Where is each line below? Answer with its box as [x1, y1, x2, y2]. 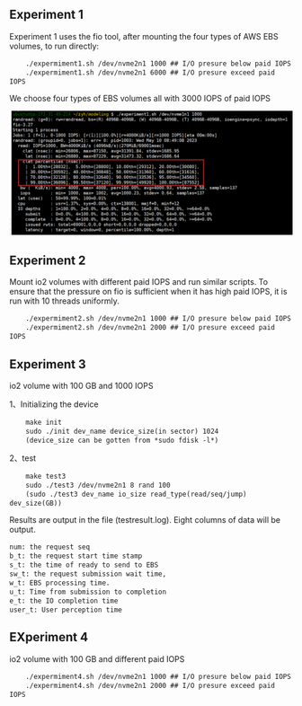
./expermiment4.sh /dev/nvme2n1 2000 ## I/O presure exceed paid [25, 681, 276, 690]
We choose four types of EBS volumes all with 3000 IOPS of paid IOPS [9, 93, 271, 103]
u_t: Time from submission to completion [9, 587, 167, 596]
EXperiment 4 [9, 630, 88, 645]
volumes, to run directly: [9, 40, 100, 51]
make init [25, 418, 63, 427]
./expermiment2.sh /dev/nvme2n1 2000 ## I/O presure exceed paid [25, 323, 276, 332]
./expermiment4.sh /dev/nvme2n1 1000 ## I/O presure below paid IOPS [25, 672, 292, 681]
